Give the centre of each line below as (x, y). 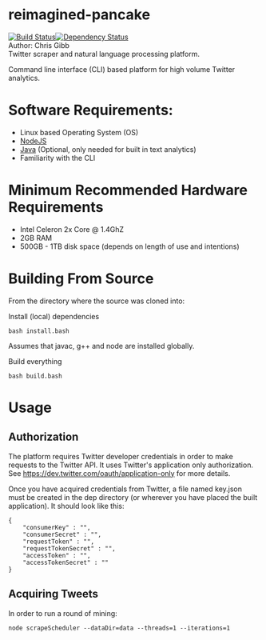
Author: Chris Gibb (39, 45)
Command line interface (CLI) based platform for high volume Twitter (122, 69)
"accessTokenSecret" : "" (66, 562)
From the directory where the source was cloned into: (97, 301)
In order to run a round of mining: (63, 613)
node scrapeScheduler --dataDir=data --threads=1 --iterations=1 (119, 628)
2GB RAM (36, 238)
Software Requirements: (91, 110)
